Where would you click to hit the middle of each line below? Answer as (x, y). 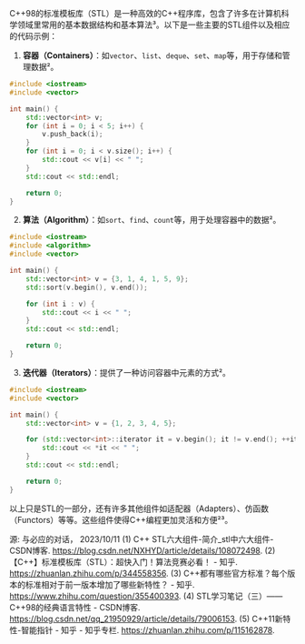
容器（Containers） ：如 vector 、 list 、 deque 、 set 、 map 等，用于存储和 (152, 55)
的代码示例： (33, 36)
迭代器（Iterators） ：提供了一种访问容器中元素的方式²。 (127, 372)
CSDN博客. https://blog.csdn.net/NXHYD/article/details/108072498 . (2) (143, 550)
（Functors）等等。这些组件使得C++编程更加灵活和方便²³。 (121, 519)
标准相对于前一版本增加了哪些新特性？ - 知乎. (110, 584)
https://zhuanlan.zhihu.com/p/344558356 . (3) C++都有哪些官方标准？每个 (148, 573)
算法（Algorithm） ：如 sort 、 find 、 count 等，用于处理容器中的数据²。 (152, 220)
